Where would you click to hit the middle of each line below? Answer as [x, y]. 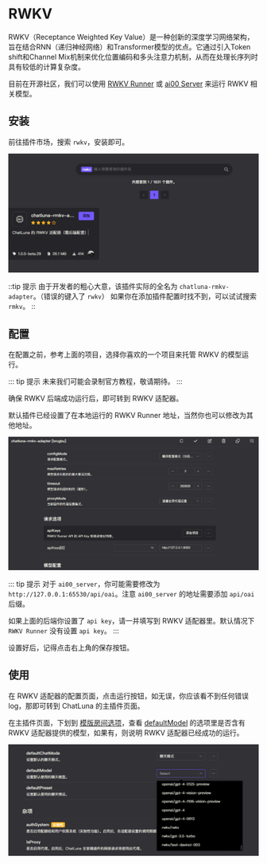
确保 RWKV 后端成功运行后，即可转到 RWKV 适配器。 [96, 398]
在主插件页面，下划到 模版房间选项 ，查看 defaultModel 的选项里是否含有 [127, 722]
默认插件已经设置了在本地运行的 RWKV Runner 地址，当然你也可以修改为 [127, 416]
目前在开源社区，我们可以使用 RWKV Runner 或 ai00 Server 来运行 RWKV [128, 84]
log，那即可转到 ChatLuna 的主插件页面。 [76, 706]
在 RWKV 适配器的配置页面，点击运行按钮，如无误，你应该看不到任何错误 [128, 696]
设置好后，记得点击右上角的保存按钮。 [71, 647]
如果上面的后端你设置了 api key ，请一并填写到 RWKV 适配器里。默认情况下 [132, 620]
